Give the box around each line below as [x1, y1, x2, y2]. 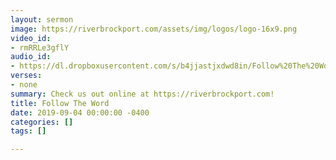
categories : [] [10, 117, 74, 127]
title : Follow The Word [10, 98, 110, 108]
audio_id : [10, 52, 52, 62]
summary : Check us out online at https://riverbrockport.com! [10, 89, 275, 99]
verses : [10, 71, 43, 81]
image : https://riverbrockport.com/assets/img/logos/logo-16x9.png [10, 24, 298, 34]
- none [10, 80, 38, 90]
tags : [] [10, 126, 47, 136]
